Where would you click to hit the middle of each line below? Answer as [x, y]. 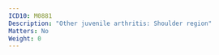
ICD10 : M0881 [30, 16]
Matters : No [28, 31]
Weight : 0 [25, 38]
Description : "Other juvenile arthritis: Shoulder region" [110, 23]
